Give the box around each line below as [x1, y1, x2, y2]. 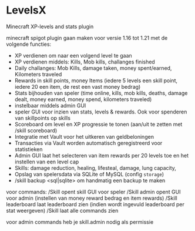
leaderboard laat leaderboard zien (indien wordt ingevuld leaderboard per [6, 200, 185, 207]
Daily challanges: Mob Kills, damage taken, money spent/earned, [14, 64, 172, 71]
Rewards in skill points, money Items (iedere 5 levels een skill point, [14, 77, 178, 84]
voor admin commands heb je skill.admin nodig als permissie [6, 218, 154, 225]
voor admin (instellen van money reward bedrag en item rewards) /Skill [6, 195, 177, 202]
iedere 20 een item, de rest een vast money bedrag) [14, 83, 141, 90]
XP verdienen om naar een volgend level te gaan [14, 52, 132, 59]
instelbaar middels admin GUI [14, 102, 86, 109]
